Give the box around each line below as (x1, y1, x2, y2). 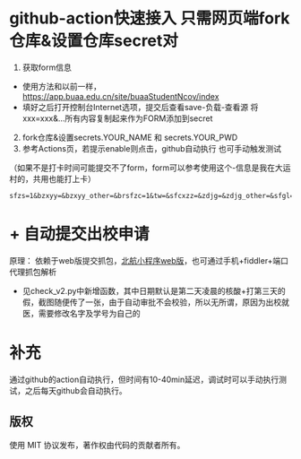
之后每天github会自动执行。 (24, 385, 127, 395)
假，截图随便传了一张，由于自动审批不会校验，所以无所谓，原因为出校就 (21, 297, 289, 307)
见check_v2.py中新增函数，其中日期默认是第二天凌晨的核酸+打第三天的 (21, 285, 287, 296)
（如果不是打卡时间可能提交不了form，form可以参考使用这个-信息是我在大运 (9, 162, 291, 173)
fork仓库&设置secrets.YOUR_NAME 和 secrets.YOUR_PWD (21, 132, 238, 143)
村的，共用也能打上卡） (9, 173, 96, 184)
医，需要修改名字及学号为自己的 (21, 307, 141, 318)
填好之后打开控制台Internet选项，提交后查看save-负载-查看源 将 (21, 101, 259, 112)
